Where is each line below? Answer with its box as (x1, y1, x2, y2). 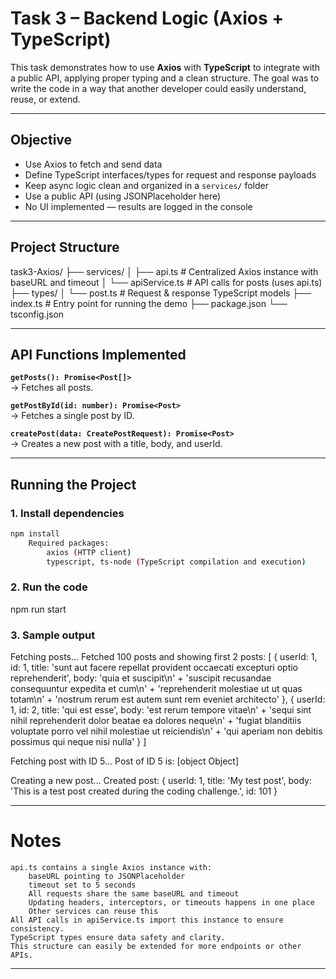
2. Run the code (10, 580, 88, 594)
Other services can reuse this (28, 907, 159, 917)
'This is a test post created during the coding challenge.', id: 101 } (10, 785, 278, 797)
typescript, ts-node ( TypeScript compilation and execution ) (46, 557, 307, 567)
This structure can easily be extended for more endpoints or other (10, 942, 302, 952)
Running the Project (10, 476, 137, 493)
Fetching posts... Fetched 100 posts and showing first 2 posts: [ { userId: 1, (10, 651, 318, 663)
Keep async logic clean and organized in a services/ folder (24, 179, 269, 191)
